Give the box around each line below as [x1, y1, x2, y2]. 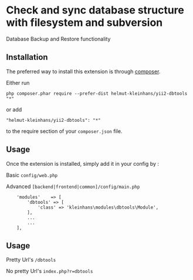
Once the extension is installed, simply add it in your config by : [6, 160, 160, 167]
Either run [6, 79, 30, 86]
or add [6, 106, 22, 113]
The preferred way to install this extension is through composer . [6, 68, 161, 75]
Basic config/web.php [6, 171, 57, 179]
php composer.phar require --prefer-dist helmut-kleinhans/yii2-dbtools [6, 90, 188, 97]
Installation [6, 52, 48, 62]
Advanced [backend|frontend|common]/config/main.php [6, 183, 140, 190]
